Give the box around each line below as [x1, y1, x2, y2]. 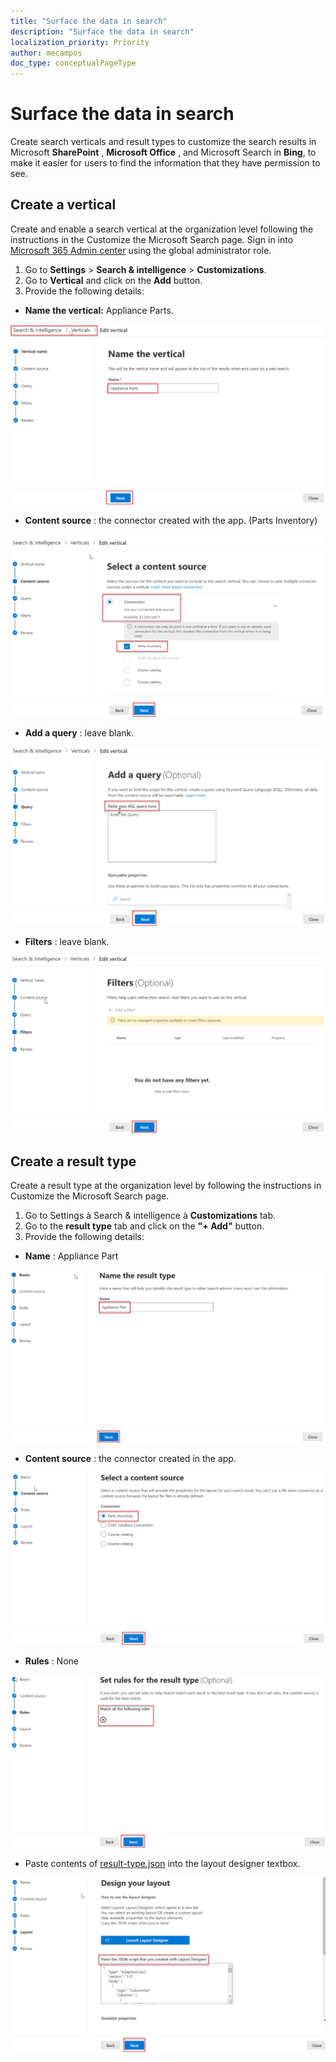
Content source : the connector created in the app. [24, 1452, 237, 1464]
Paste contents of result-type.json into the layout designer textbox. [24, 1857, 301, 1869]
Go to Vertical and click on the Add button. [24, 274, 203, 286]
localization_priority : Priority [10, 37, 150, 47]
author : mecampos [10, 48, 83, 58]
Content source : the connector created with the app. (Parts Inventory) [24, 514, 318, 526]
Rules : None [24, 1655, 79, 1667]
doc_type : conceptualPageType [10, 58, 137, 69]
